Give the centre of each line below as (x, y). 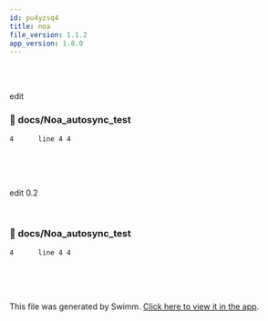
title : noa (30, 26)
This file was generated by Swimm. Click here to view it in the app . (134, 306)
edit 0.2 (24, 193)
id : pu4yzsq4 (34, 18)
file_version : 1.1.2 (49, 35)
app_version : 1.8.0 (46, 43)
